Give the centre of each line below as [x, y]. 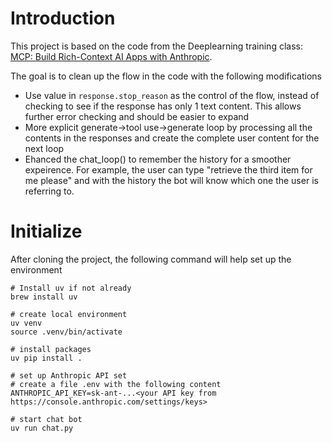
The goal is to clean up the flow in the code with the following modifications [166, 76]
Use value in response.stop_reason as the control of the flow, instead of [172, 95]
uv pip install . [46, 358]
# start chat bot [46, 419]
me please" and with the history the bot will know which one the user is [171, 180]
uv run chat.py [42, 428]
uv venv [26, 323]
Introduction [63, 18]
